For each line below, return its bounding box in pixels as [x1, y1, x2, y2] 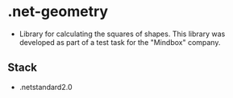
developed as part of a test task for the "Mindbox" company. [19, 37, 221, 47]
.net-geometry [7, 2, 109, 21]
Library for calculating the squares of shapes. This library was [19, 29, 226, 39]
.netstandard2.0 [19, 82, 73, 92]
